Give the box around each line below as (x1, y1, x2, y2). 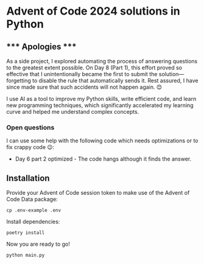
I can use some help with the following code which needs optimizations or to (6, 137, 199, 144)
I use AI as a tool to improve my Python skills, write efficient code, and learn (6, 96, 197, 102)
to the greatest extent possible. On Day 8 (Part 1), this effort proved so (6, 64, 183, 71)
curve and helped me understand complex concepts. (6, 108, 139, 115)
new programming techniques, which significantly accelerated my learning (6, 102, 194, 109)
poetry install (6, 230, 45, 236)
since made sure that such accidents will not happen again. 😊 (6, 83, 163, 91)
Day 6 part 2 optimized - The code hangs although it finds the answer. (15, 155, 192, 162)
